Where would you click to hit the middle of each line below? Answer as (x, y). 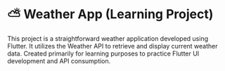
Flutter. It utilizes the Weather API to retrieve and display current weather (112, 46)
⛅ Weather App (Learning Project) (110, 14)
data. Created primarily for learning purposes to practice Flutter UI (103, 53)
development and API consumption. (59, 60)
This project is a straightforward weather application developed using (108, 38)
